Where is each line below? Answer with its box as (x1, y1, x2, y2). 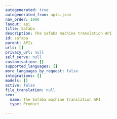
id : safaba (5, 36, 28, 41)
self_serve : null (5, 54, 42, 60)
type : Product (10, 102, 40, 107)
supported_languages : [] (5, 64, 58, 69)
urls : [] (5, 45, 24, 50)
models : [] (5, 78, 28, 83)
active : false (5, 83, 35, 88)
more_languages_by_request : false (5, 69, 79, 74)
